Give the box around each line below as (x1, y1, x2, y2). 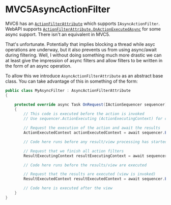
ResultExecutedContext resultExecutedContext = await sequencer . (23, 176, 165, 182)
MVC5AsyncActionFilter (5, 4, 110, 15)
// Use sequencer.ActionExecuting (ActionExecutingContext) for (23, 116, 163, 121)
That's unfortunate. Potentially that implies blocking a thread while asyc (5, 41, 155, 47)
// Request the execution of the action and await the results (23, 125, 160, 131)
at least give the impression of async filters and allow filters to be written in (5, 57, 163, 63)
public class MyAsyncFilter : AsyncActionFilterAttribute (5, 88, 131, 93)
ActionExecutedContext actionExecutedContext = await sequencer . (23, 130, 165, 136)
